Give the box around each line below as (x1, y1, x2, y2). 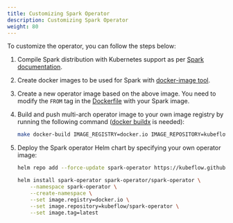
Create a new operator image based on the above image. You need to (17, 89, 216, 98)
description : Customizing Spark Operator (7, 17, 129, 24)
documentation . (17, 63, 62, 71)
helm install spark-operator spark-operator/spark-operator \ (17, 177, 201, 184)
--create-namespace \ (30, 190, 92, 197)
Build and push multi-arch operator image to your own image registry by (17, 110, 224, 118)
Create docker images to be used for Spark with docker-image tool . (17, 76, 211, 84)
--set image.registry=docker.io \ (30, 196, 130, 203)
